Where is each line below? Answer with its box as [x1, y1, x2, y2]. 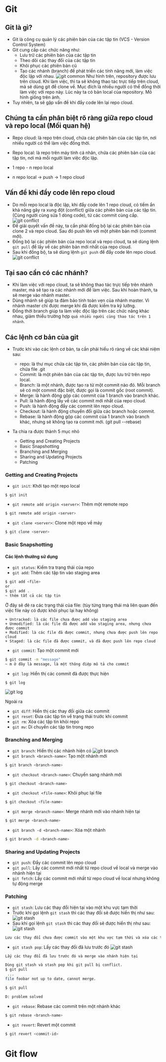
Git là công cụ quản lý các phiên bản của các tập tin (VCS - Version [12, 36, 150, 42]
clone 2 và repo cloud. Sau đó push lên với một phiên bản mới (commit [12, 228, 157, 234]
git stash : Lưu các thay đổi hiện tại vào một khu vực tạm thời [12, 904, 138, 910]
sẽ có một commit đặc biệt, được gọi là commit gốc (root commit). [19, 388, 155, 393]
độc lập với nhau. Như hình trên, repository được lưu [19, 73, 157, 79]
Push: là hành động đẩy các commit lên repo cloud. [19, 403, 124, 409]
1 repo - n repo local [12, 165, 53, 170]
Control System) [12, 42, 46, 48]
